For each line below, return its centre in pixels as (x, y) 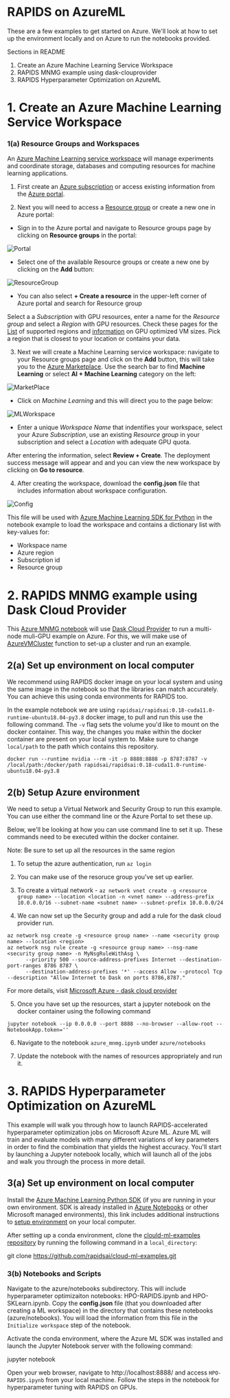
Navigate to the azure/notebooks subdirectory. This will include (97, 1288)
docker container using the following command (84, 1011)
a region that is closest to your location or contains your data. (94, 339)
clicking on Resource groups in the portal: (77, 236)
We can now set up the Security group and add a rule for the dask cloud (119, 915)
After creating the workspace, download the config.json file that (108, 484)
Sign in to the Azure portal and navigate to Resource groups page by (114, 228)
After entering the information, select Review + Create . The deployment (109, 455)
